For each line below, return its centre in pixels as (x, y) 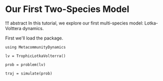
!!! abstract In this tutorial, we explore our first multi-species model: (74, 23)
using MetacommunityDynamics (35, 47)
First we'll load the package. (34, 38)
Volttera (13, 28)
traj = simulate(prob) (29, 73)
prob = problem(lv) (25, 64)
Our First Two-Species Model (67, 9)
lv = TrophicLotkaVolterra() (35, 56)
